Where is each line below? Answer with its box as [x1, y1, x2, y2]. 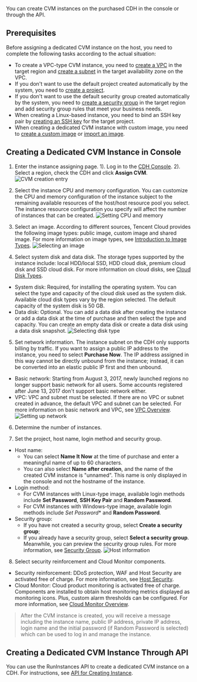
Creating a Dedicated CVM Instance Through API [6, 648, 189, 658]
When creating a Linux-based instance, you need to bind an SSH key [14, 111, 181, 118]
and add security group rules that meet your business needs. [14, 105, 162, 112]
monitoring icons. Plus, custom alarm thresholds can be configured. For [14, 594, 188, 601]
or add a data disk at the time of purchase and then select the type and [14, 315, 186, 322]
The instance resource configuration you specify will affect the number [14, 205, 186, 212]
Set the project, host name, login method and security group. [14, 435, 162, 442]
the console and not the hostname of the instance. [23, 477, 145, 484]
